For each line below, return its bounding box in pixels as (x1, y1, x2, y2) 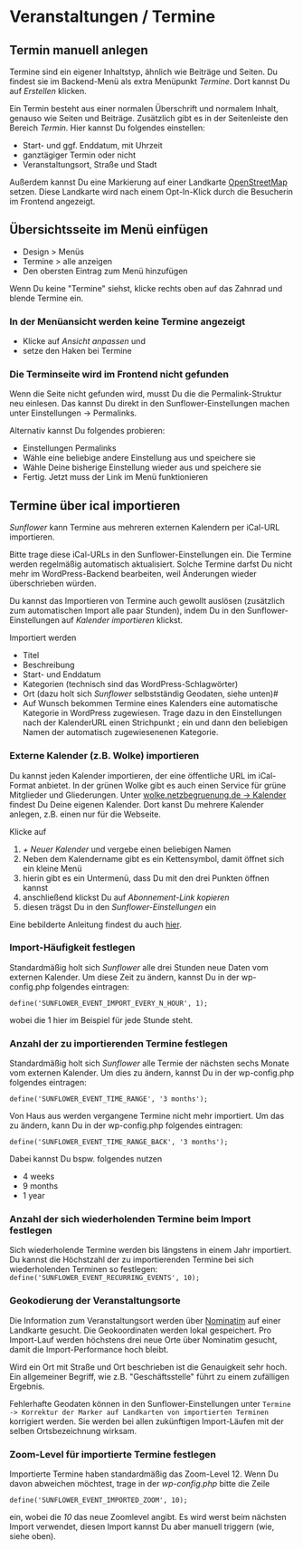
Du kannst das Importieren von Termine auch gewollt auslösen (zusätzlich (9, 596, 285, 607)
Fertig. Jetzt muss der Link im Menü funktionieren (22, 472, 209, 483)
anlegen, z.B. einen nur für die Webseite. (9, 808, 161, 819)
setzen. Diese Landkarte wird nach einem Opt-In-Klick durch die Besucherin (9, 187, 294, 196)
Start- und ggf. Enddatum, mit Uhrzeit (22, 140, 163, 150)
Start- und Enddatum (22, 669, 101, 680)
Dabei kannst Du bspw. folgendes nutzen (9, 1153, 163, 1164)
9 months (22, 1181, 59, 1191)
